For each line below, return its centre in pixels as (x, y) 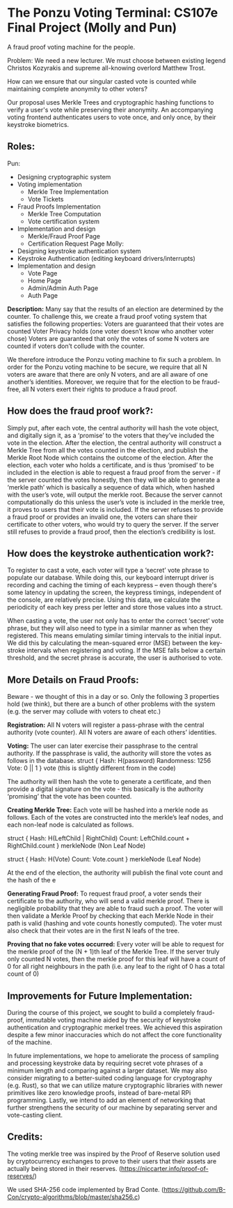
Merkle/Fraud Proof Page (64, 236)
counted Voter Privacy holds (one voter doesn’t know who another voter (111, 331)
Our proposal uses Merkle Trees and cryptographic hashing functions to (111, 102)
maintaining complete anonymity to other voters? (78, 89)
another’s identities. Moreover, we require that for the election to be (104, 382)
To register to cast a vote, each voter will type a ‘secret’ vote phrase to (108, 571)
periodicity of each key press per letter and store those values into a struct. (115, 607)
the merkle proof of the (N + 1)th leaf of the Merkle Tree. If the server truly (113, 952)
